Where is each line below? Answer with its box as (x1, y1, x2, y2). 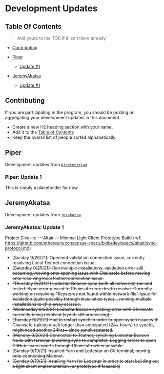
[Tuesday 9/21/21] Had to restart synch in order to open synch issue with (12, 317, 159, 323)
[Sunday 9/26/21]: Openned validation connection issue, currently (12, 255, 145, 261)
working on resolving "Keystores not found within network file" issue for (12, 291, 157, 297)
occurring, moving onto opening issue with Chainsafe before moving (12, 270, 150, 276)
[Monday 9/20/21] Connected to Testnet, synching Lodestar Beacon (12, 332, 150, 338)
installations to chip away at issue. (12, 301, 82, 307)
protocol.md (5, 245, 30, 251)
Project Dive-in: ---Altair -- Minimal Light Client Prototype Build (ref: (5, 235, 142, 241)
